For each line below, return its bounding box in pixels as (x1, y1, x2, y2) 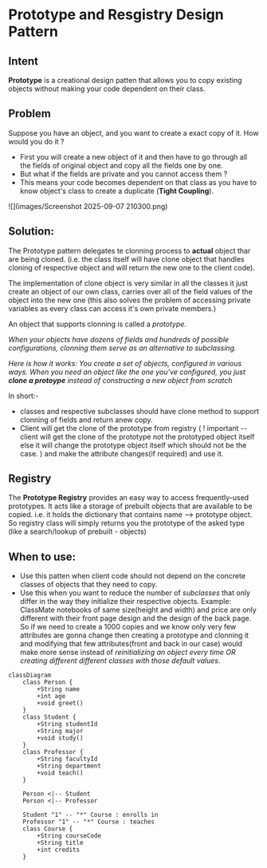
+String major (37, 728, 84, 736)
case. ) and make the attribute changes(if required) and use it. (19, 448, 224, 458)
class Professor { (22, 748, 84, 756)
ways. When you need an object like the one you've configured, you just (8, 367, 245, 377)
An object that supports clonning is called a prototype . (8, 319, 187, 329)
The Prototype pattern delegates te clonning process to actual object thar (8, 246, 251, 255)
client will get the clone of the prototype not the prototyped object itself (19, 432, 255, 441)
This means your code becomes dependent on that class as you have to (19, 177, 257, 187)
